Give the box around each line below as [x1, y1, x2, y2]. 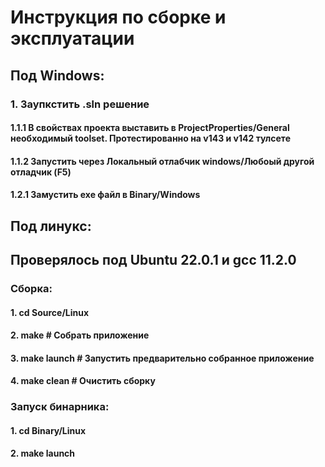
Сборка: [10, 281, 53, 295]
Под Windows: [10, 67, 105, 84]
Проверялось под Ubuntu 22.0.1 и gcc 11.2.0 [10, 252, 297, 269]
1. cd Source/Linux [10, 306, 90, 318]
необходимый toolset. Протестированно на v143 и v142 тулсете [10, 132, 291, 145]
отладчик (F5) [10, 166, 72, 178]
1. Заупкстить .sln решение [10, 97, 150, 111]
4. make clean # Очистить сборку [10, 375, 156, 387]
